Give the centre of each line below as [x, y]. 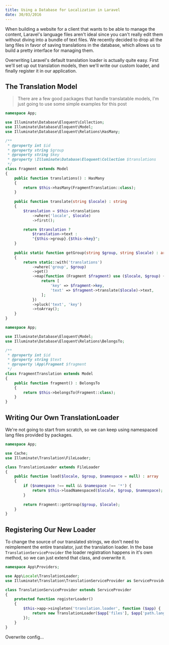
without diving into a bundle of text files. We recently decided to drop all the [84, 40]
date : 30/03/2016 [23, 15]
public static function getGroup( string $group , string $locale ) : [86, 253]
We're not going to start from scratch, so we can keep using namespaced [81, 429]
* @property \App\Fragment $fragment [47, 365]
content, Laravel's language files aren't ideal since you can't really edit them [84, 34]
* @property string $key [33, 155]
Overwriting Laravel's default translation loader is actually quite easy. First [82, 60]
